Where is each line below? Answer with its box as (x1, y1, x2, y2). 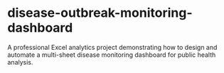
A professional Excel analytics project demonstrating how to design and (7, 43, 218, 51)
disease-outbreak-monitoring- (7, 5, 193, 21)
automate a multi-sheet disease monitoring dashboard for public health (7, 51, 216, 59)
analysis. (7, 58, 33, 66)
